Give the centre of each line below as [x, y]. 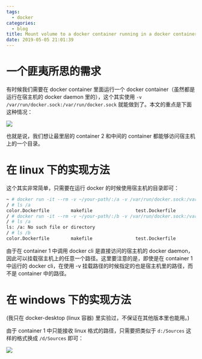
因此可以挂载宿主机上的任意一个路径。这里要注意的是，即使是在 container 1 [99, 258]
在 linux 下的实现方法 [58, 170]
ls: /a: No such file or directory [51, 227]
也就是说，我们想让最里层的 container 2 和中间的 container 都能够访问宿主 [98, 136]
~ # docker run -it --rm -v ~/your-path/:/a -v [67, 199]
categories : [21, 23]
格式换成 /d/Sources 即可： [50, 338]
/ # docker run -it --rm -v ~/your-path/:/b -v [67, 216]
